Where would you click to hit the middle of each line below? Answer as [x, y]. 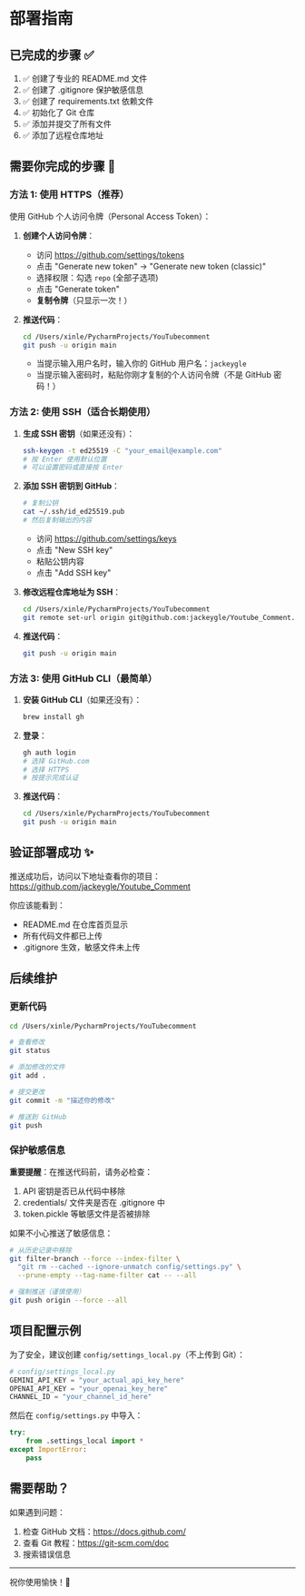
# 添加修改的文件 [37, 1068]
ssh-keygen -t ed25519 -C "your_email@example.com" [122, 450]
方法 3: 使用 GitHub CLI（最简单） [84, 678]
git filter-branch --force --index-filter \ [95, 1258]
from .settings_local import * [85, 1441]
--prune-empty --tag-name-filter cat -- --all [107, 1276]
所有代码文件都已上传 [62, 935]
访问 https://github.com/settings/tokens [110, 254]
